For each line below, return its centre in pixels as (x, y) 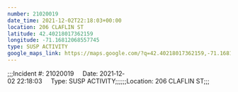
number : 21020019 (33, 14)
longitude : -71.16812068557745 (53, 40)
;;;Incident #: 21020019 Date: (53, 73)
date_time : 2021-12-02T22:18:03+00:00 (64, 21)
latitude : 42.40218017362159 (50, 34)
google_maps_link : (34, 54)
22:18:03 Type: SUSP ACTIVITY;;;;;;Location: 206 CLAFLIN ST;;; (113, 81)
